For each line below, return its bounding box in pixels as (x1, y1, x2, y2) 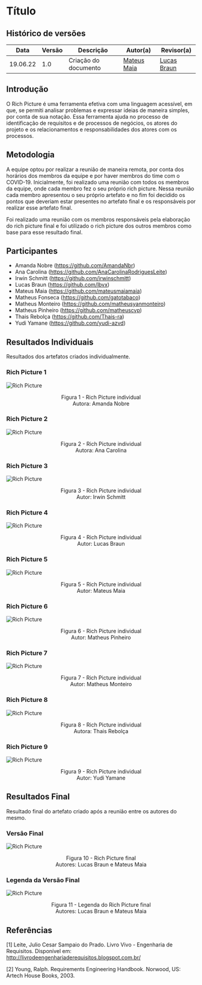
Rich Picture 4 (6, 508, 48, 517)
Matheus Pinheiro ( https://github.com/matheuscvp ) (14, 307, 142, 314)
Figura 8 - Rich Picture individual (60, 721, 142, 728)
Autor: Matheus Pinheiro (71, 634, 131, 641)
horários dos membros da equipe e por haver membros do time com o (6, 172, 180, 179)
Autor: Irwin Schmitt (76, 493, 126, 501)
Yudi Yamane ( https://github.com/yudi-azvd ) (14, 319, 126, 327)
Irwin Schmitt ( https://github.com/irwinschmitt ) (14, 275, 131, 282)
